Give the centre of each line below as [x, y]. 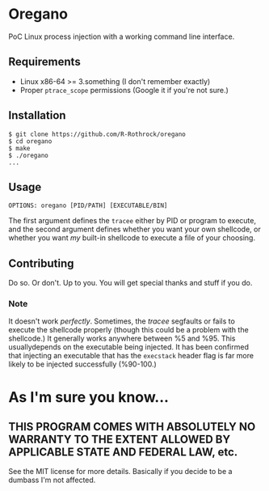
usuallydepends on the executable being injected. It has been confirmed [128, 347]
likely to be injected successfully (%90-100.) [83, 364]
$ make [19, 148]
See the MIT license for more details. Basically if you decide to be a [120, 472]
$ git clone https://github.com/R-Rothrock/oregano [97, 134]
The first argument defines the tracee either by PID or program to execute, [132, 221]
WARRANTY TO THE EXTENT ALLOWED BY [120, 440]
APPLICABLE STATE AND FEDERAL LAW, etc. [123, 453]
